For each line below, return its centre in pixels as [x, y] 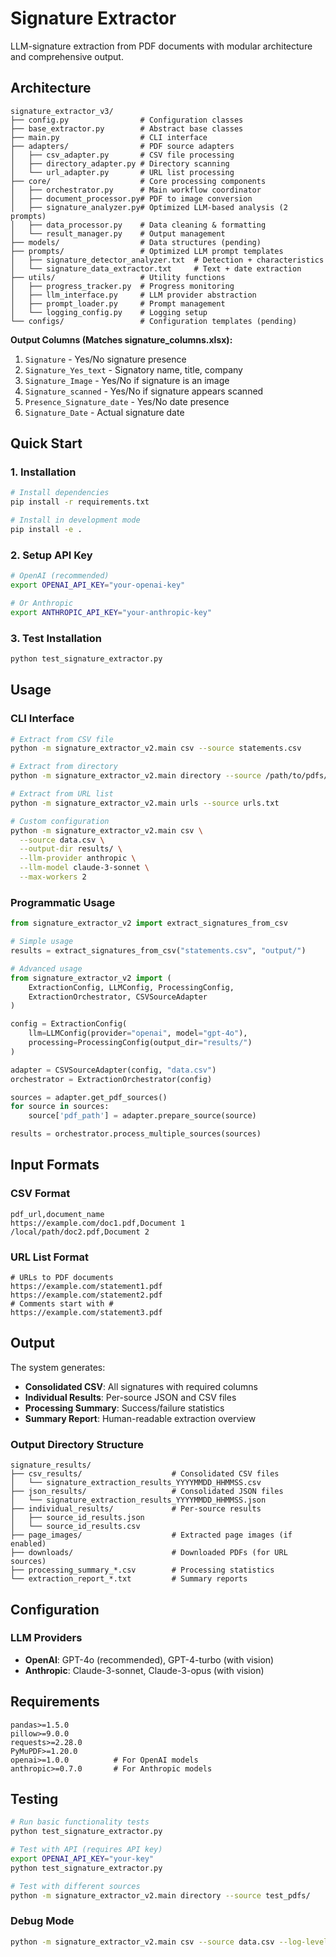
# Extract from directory [64, 767]
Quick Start [46, 443]
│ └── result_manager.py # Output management [118, 233]
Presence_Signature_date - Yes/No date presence [127, 401]
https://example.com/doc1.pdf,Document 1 [98, 1223]
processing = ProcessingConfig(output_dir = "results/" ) [140, 1043]
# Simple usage [42, 942]
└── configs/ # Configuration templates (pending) [154, 321]
